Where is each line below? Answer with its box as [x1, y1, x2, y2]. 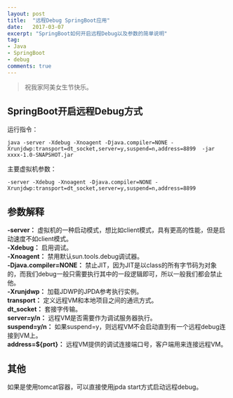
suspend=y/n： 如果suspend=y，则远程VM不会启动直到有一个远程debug [7, 323, 220, 331]
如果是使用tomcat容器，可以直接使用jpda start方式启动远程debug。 [7, 383, 203, 391]
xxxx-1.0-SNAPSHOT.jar [7, 152, 74, 159]
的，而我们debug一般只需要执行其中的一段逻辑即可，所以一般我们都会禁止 [7, 270, 223, 278]
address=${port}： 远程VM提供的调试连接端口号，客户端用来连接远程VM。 [7, 340, 227, 349]
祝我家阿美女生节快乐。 [24, 82, 93, 91]
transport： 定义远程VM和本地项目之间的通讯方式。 [7, 296, 158, 304]
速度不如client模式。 [13, 235, 72, 243]
